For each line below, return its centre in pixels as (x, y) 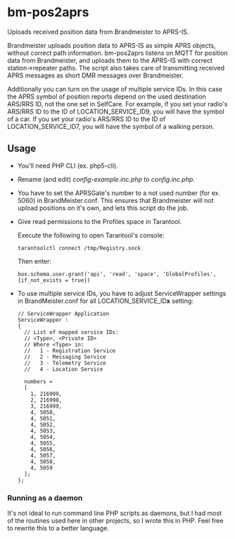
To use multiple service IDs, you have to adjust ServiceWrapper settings (122, 293)
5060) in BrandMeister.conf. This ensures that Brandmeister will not (115, 200)
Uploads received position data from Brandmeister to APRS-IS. (98, 32)
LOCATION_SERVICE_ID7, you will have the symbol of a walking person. (111, 126)
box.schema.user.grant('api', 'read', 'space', (88, 274)
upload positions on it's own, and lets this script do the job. (103, 208)
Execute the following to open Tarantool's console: (91, 235)
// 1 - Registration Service (70, 351)
